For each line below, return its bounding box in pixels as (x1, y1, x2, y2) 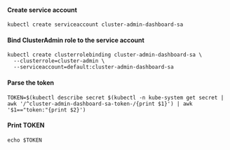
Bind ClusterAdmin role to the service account (7, 36, 145, 44)
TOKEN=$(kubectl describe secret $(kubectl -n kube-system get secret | (7, 94, 224, 101)
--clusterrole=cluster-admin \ (13, 57, 105, 64)
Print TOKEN (7, 121, 45, 130)
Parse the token (7, 79, 55, 87)
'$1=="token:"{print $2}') (7, 106, 86, 114)
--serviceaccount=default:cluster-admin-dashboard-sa (13, 64, 174, 71)
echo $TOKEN (7, 137, 42, 144)
